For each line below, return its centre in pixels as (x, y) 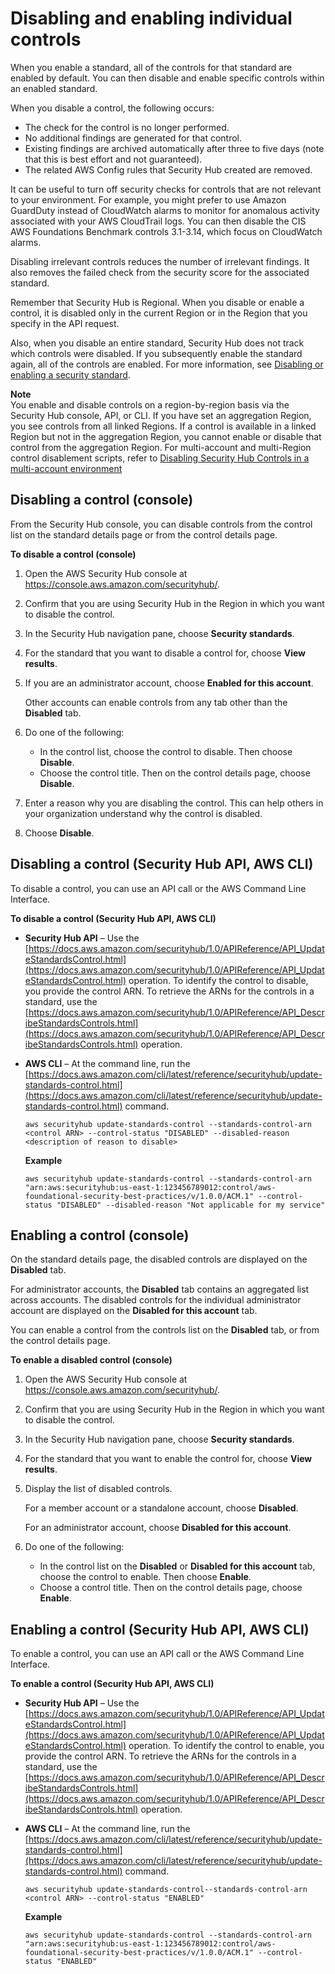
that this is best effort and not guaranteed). (113, 159)
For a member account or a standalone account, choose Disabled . (161, 1508)
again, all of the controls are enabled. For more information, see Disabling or (167, 364)
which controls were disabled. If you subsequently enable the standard (156, 353)
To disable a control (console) (73, 554)
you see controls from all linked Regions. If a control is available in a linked (163, 426)
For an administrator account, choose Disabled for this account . (158, 1528)
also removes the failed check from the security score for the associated (160, 272)
